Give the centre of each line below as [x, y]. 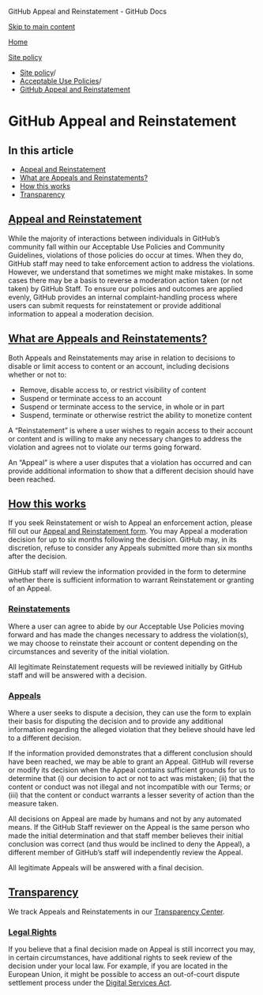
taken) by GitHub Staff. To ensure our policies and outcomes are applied [126, 288]
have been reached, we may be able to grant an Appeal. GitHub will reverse [131, 762]
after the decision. [38, 557]
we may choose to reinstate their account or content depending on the [123, 643]
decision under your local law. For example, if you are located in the [118, 966]
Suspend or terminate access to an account [90, 398]
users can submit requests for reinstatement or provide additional [115, 305]
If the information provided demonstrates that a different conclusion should [130, 753]
